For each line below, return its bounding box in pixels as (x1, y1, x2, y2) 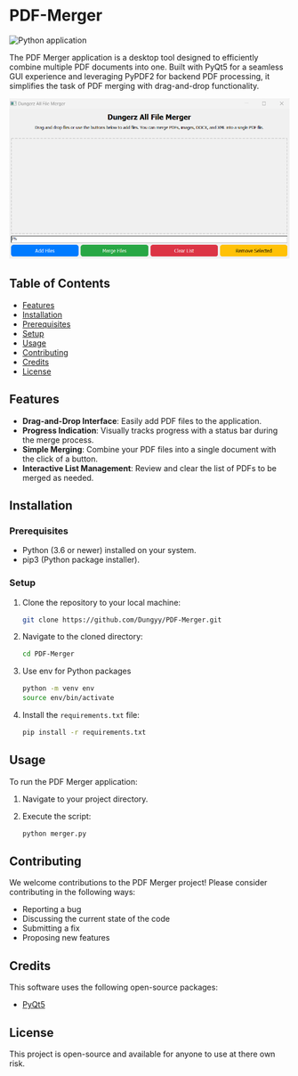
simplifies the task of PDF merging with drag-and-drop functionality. (9, 80, 260, 91)
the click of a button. (21, 453, 99, 464)
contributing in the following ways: (9, 887, 136, 898)
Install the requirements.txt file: (21, 710, 141, 721)
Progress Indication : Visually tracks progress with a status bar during (21, 425, 278, 436)
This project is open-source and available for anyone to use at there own (9, 1048, 276, 1060)
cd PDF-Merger (21, 649, 75, 659)
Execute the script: (21, 811, 92, 821)
